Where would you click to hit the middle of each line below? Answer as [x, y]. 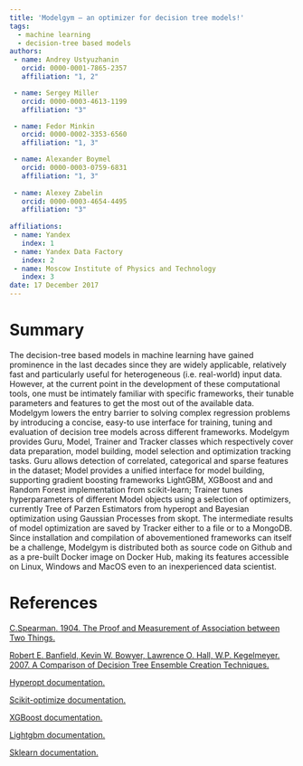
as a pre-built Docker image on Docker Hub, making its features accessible [149, 556]
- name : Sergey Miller [56, 93]
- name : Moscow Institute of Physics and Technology [115, 269]
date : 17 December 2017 [54, 286]
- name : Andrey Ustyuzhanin [66, 60]
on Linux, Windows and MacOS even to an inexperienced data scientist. [143, 566]
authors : [26, 52]
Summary [47, 330]
